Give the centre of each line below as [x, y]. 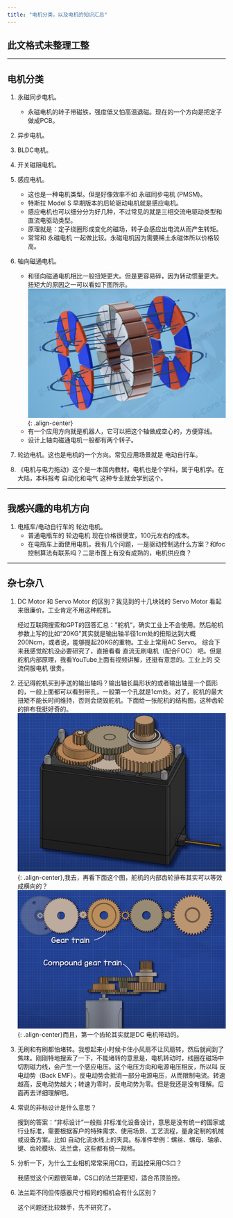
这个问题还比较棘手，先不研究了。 [66, 1207]
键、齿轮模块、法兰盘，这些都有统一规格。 [78, 1148]
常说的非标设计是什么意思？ [57, 1107]
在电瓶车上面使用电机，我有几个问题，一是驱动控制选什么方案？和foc [126, 544]
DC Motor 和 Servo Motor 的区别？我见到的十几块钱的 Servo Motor [112, 601]
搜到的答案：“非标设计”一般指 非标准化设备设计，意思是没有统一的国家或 [121, 1122]
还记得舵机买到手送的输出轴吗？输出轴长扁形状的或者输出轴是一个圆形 [118, 683]
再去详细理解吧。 [48, 1092]
